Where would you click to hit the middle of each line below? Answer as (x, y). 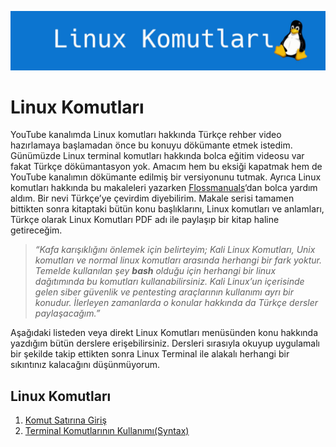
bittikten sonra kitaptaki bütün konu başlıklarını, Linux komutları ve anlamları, (167, 209)
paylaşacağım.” (67, 313)
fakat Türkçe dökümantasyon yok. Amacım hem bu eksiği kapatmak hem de (166, 167)
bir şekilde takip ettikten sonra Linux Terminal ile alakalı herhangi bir (150, 354)
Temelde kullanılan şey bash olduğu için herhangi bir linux (155, 271)
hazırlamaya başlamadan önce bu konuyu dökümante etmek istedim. (151, 145)
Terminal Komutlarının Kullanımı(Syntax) (107, 431)
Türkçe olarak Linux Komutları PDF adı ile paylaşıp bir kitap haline (145, 220)
